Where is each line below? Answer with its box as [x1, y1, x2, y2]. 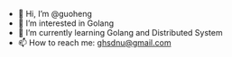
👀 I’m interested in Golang [17, 18, 115, 28]
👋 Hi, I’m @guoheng [17, 9, 93, 19]
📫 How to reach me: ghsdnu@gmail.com [17, 37, 172, 48]
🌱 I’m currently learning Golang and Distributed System [17, 28, 223, 37]
